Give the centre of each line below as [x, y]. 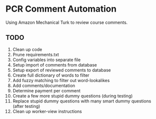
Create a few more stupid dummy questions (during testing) [73, 96]
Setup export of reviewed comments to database [62, 70]
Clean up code [27, 49]
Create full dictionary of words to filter [51, 75]
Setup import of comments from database [55, 65]
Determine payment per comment [47, 90]
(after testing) [26, 106]
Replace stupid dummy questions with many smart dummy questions [82, 101]
